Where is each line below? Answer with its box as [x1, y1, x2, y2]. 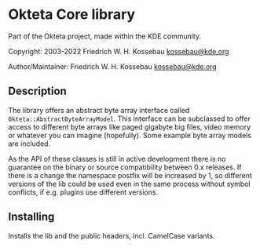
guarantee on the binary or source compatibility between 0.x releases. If [8, 162, 242, 172]
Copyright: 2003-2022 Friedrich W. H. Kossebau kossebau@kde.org [8, 46, 229, 56]
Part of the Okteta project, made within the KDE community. [8, 31, 202, 41]
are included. [8, 139, 51, 148]
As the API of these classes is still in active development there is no [8, 154, 226, 163]
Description [8, 85, 67, 98]
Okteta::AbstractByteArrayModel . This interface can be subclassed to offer [8, 114, 251, 123]
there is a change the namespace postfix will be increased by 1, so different [8, 170, 253, 180]
